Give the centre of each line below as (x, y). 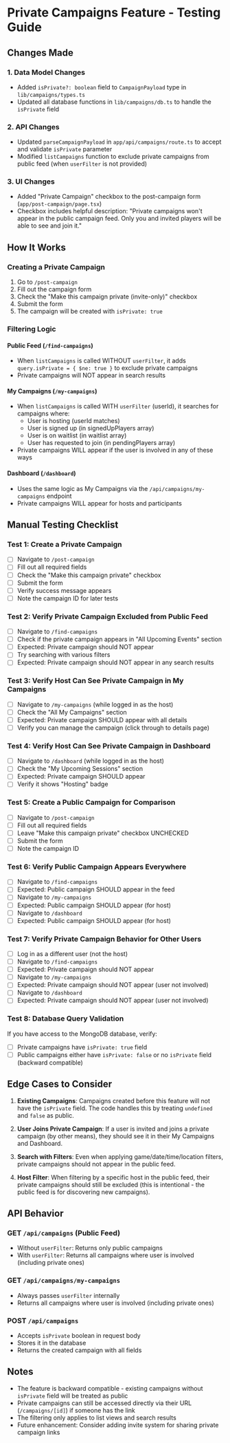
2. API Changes (33, 127)
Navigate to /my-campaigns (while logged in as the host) (95, 704)
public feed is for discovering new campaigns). (83, 1192)
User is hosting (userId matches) (73, 421)
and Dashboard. (40, 1143)
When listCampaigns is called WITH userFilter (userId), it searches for (118, 406)
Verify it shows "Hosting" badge (62, 784)
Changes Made (40, 53)
